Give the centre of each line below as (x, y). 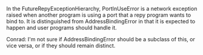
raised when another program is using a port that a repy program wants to (99, 15)
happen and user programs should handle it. (62, 27)
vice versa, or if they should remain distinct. (61, 45)
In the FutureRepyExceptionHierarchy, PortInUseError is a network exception (102, 9)
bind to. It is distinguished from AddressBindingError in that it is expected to (101, 21)
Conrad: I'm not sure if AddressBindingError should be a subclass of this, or (101, 39)
